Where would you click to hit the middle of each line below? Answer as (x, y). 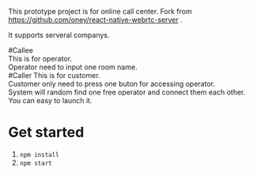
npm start (36, 163)
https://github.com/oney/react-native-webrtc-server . (96, 20)
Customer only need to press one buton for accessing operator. (112, 84)
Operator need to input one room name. (73, 67)
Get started (46, 132)
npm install (39, 155)
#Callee (21, 50)
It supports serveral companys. (59, 35)
